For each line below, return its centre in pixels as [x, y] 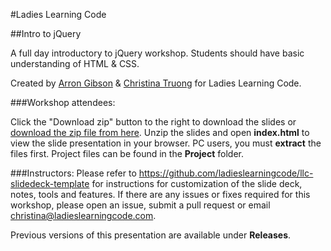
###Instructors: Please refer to [73, 173]
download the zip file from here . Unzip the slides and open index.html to [160, 132]
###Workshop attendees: [63, 102]
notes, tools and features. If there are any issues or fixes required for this [160, 194]
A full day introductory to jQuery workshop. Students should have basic [157, 53]
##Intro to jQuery [46, 33]
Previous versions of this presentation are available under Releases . [151, 235]
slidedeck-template [50, 183]
